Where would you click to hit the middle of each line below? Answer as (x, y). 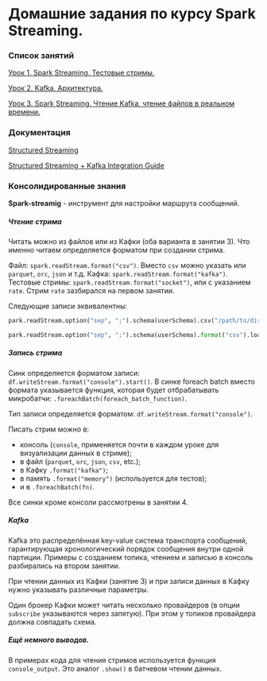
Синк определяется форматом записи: (74, 373)
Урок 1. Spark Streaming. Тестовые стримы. (81, 73)
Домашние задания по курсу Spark (132, 14)
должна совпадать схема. (52, 621)
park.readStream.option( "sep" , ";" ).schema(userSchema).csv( (112, 321)
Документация (39, 133)
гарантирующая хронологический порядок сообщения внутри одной (126, 548)
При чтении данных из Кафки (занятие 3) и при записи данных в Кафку (129, 581)
